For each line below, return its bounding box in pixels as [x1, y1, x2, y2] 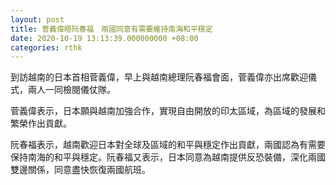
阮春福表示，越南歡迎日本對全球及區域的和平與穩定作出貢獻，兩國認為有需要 [10, 139, 326, 151]
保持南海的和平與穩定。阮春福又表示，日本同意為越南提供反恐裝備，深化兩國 [10, 151, 326, 163]
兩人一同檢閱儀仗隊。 [27, 84, 116, 96]
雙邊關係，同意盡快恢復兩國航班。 [10, 164, 151, 176]
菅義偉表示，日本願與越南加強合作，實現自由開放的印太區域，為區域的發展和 [10, 105, 326, 117]
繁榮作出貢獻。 [10, 117, 72, 130]
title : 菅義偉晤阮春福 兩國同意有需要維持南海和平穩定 [10, 24, 213, 34]
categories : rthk [10, 42, 83, 53]
